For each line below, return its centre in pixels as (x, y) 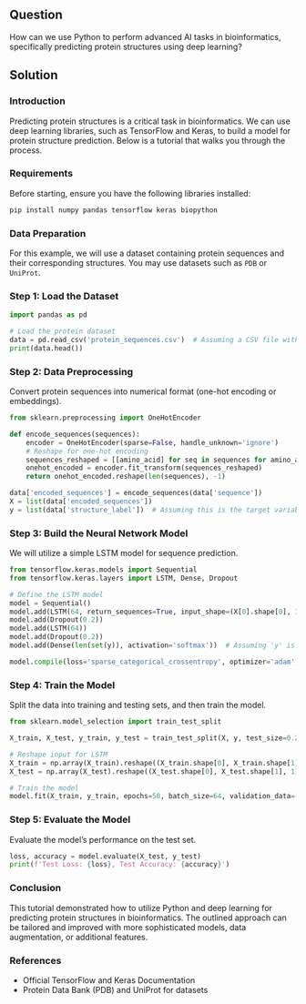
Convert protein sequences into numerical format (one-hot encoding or (143, 391)
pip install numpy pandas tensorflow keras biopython (114, 210)
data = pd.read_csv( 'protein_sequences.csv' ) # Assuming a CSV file (144, 340)
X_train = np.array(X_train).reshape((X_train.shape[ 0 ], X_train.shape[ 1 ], (156, 763)
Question (36, 15)
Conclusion (36, 888)
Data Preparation (48, 233)
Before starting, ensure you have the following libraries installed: (130, 193)
